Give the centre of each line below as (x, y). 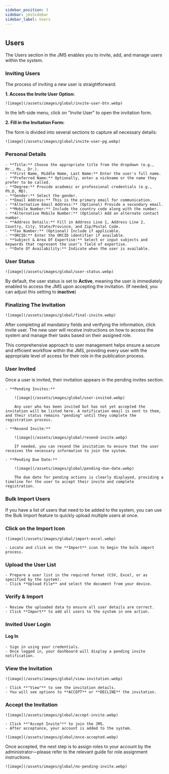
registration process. (29, 420)
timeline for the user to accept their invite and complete (70, 482)
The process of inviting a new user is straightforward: (61, 84)
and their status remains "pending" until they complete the (71, 416)
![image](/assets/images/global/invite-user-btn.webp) (64, 103)
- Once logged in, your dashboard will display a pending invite (75, 651)
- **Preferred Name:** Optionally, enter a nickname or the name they (81, 178)
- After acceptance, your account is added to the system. (69, 729)
